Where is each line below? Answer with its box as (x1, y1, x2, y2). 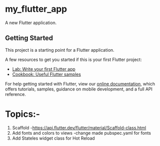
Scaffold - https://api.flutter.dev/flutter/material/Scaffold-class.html (12, 124, 146, 131)
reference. (5, 91, 26, 97)
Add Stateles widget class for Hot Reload (12, 135, 95, 141)
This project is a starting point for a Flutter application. (5, 47, 114, 53)
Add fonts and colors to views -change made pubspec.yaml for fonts (12, 130, 151, 136)
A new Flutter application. (5, 20, 57, 26)
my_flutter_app (5, 3, 68, 15)
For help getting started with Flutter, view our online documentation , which (5, 81, 156, 87)
